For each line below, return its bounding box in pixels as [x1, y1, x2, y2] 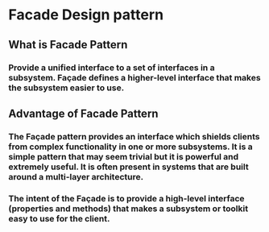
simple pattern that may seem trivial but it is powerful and [8, 151, 239, 162]
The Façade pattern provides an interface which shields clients [8, 130, 260, 142]
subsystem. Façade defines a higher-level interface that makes [8, 72, 261, 83]
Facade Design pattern [8, 6, 163, 24]
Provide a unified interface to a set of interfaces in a [8, 62, 215, 73]
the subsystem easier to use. [8, 82, 125, 93]
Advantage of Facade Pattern [8, 106, 159, 120]
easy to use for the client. [8, 213, 110, 224]
